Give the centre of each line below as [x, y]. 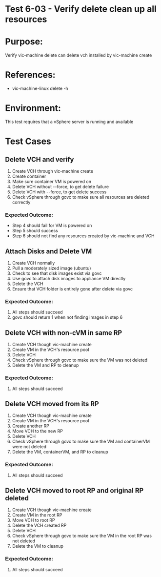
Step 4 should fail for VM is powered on [52, 226]
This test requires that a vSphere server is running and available [69, 122]
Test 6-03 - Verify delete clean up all [81, 9]
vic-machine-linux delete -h [40, 88]
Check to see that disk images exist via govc [57, 273]
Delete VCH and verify [40, 159]
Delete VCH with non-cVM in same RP [64, 333]
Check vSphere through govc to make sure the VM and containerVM [81, 442]
